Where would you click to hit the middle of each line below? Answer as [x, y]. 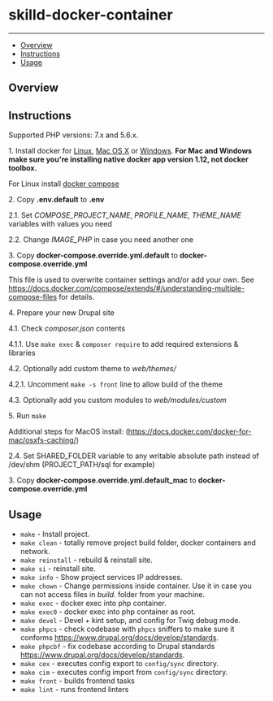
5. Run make [28, 416]
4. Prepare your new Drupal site [62, 313]
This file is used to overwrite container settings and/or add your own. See [131, 280]
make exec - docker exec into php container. [93, 603]
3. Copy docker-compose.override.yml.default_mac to [102, 480]
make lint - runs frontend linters [74, 689]
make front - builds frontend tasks [78, 681]
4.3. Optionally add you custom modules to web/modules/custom [118, 400]
